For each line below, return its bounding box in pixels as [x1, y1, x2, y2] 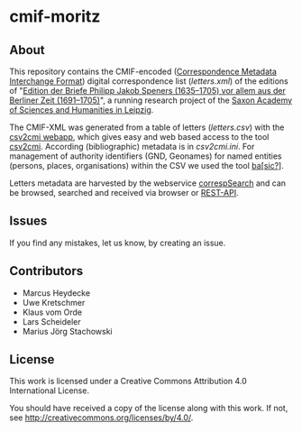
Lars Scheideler [22, 316, 81, 326]
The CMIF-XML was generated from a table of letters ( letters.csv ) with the [9, 122, 285, 133]
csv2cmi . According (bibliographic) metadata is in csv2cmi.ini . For [9, 142, 255, 152]
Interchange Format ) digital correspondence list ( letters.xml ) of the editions [9, 76, 288, 87]
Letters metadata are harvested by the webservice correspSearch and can [9, 178, 287, 188]
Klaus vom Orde [22, 307, 83, 317]
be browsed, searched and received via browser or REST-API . [9, 188, 239, 198]
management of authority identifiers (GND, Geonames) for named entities [9, 151, 282, 161]
